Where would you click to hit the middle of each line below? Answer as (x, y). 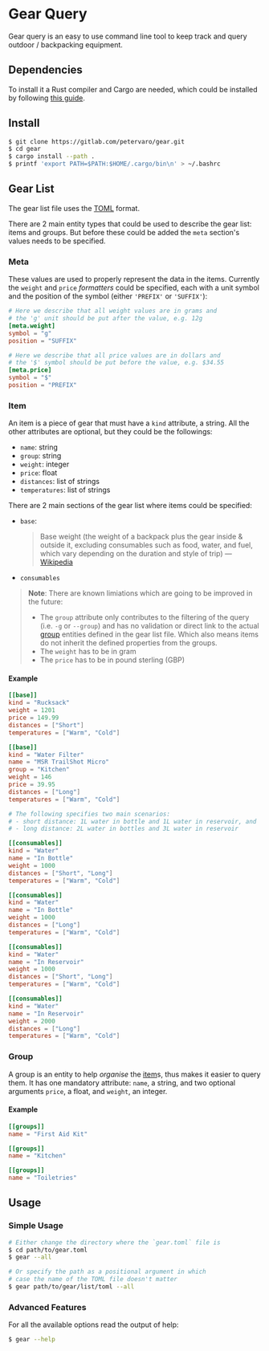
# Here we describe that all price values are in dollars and (114, 355)
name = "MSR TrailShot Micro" (59, 762)
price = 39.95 (32, 785)
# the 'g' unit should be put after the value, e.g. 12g (106, 319)
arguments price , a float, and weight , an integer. (88, 1091)
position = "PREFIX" (43, 385)
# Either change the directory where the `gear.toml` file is (114, 1242)
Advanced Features (47, 1307)
